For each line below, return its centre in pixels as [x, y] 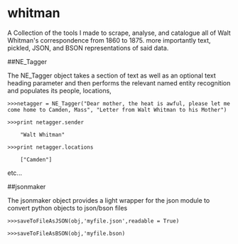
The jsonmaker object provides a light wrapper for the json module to [109, 200]
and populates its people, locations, [59, 90]
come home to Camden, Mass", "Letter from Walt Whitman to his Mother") [117, 110]
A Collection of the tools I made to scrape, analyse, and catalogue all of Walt [119, 33]
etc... [15, 173]
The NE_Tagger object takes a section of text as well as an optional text [112, 75]
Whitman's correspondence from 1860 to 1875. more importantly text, [109, 40]
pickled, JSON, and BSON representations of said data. [88, 48]
